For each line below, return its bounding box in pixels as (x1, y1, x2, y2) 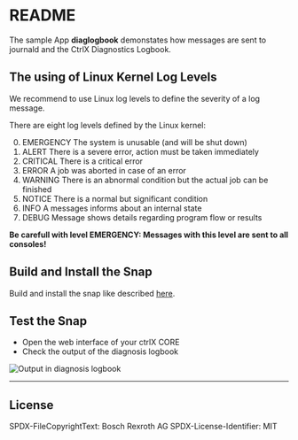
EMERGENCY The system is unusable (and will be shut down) (21, 136, 248, 147)
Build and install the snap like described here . (9, 288, 176, 298)
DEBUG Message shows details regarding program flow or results (21, 212, 263, 222)
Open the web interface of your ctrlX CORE (21, 337, 180, 348)
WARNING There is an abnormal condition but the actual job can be (21, 174, 269, 185)
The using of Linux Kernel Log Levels (9, 70, 217, 85)
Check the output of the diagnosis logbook (21, 346, 179, 357)
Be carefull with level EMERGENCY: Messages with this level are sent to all (9, 229, 289, 240)
